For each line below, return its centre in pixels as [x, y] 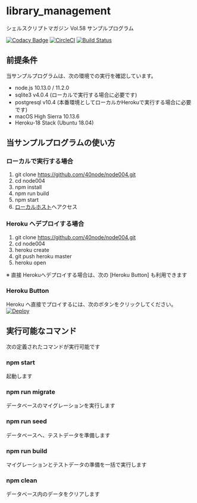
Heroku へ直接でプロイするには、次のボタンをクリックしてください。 [91, 304]
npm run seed [27, 421]
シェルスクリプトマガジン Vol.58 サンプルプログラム [70, 28]
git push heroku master [43, 256]
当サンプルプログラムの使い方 [61, 143]
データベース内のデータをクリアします [53, 494]
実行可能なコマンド [41, 331]
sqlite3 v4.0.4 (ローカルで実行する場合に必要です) [76, 95]
